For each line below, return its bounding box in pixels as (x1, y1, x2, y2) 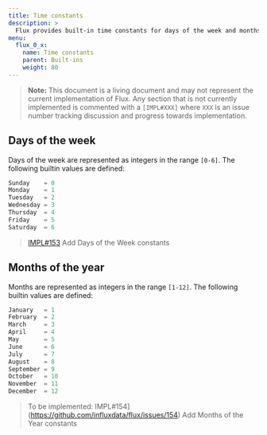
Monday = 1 (8, 186, 56, 194)
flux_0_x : (15, 41, 48, 49)
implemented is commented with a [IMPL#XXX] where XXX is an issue (27, 102, 250, 112)
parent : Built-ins (22, 57, 83, 65)
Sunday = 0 (8, 178, 56, 187)
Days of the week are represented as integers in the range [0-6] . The (8, 155, 236, 164)
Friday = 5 (8, 216, 56, 224)
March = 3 (8, 320, 56, 329)
